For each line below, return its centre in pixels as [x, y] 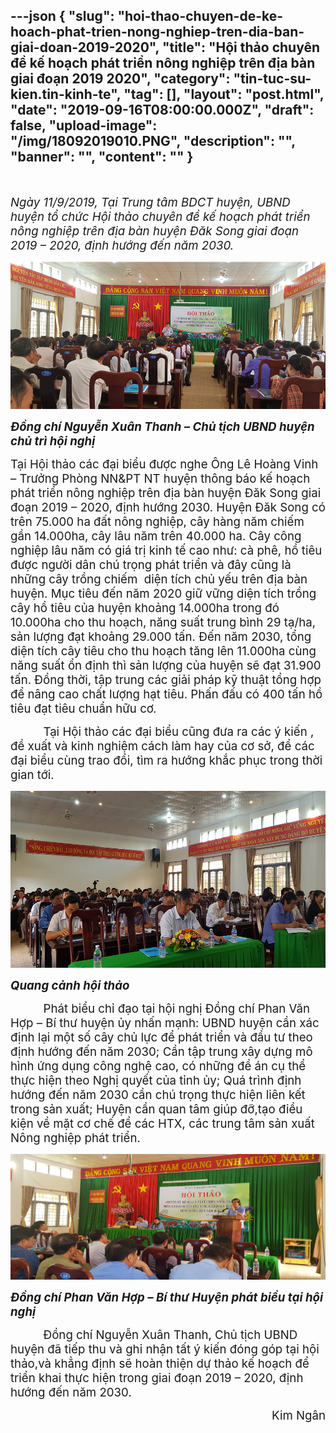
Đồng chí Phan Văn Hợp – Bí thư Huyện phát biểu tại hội [167, 1298]
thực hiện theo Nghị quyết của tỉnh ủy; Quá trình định [156, 1080]
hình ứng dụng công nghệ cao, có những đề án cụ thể [158, 1066]
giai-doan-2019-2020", [85, 47]
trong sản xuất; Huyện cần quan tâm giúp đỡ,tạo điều [156, 1109]
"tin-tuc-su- [272, 79]
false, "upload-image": [84, 125]
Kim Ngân [298, 1416]
